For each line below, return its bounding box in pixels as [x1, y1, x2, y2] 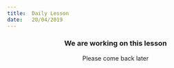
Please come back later [82, 54, 149, 62]
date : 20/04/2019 [7, 16, 63, 23]
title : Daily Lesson [7, 10, 69, 17]
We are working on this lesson [64, 39, 167, 48]
